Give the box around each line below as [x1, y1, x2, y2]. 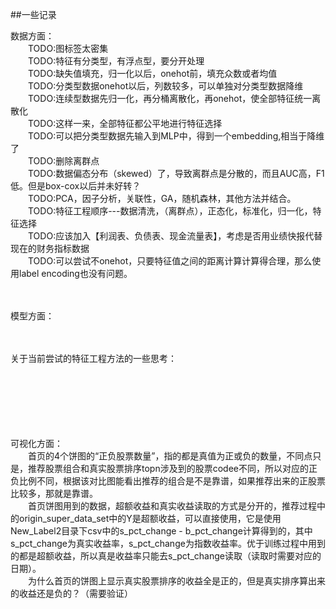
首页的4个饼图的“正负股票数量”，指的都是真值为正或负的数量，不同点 [27, 450, 313, 462]
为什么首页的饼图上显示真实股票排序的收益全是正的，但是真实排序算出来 [27, 575, 326, 587]
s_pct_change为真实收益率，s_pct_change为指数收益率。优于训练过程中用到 [10, 538, 326, 549]
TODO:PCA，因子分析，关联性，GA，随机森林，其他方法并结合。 [27, 193, 297, 204]
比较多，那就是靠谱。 [10, 488, 98, 499]
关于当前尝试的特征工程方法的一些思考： [10, 353, 177, 364]
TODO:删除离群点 [27, 155, 100, 167]
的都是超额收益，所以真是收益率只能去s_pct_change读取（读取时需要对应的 [10, 550, 322, 562]
